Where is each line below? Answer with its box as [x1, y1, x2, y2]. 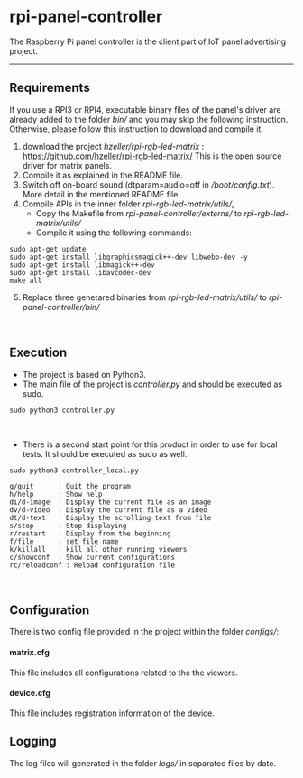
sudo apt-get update [9, 244, 87, 253]
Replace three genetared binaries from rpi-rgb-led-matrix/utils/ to [22, 291, 268, 303]
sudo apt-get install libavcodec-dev [9, 268, 151, 277]
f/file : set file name [9, 536, 119, 546]
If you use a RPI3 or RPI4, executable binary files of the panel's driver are [9, 104, 281, 114]
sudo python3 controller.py [9, 406, 115, 415]
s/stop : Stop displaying [9, 521, 127, 530]
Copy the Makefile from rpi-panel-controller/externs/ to [35, 207, 243, 218]
